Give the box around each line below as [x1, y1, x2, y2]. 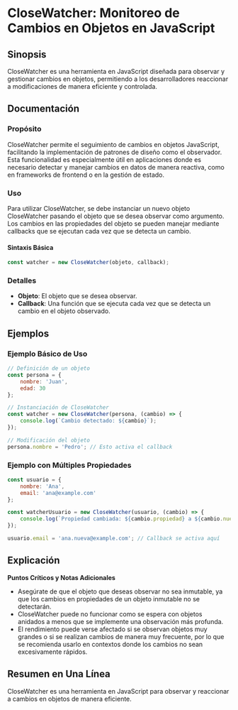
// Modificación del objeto [7, 437, 91, 444]
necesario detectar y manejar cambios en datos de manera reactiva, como [7, 163, 225, 171]
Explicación [7, 555, 60, 567]
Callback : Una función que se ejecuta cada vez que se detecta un [17, 300, 211, 308]
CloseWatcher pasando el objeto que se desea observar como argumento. [7, 212, 225, 220]
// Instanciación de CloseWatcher [7, 404, 110, 411]
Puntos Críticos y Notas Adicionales [7, 573, 115, 581]
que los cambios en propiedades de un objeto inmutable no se [17, 594, 200, 603]
